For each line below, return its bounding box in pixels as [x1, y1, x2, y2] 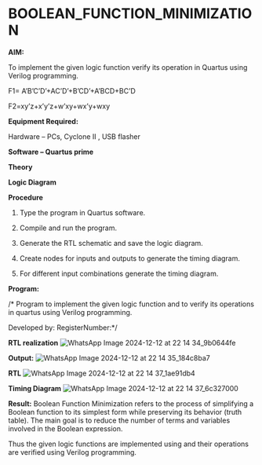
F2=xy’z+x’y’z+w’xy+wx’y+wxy [8, 101, 111, 111]
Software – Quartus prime [8, 147, 94, 156]
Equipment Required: [8, 116, 78, 126]
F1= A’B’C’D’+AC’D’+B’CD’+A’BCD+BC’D [8, 86, 136, 95]
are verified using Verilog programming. [8, 447, 137, 456]
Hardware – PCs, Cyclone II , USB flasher [8, 131, 141, 141]
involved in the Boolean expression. [8, 423, 123, 433]
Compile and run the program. [19, 223, 118, 233]
